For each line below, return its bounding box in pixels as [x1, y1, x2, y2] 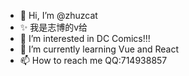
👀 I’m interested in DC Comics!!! [19, 33, 151, 44]
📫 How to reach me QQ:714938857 [19, 55, 168, 66]
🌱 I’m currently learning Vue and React [19, 43, 180, 55]
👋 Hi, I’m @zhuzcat [19, 10, 98, 21]
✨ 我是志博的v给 [19, 21, 88, 33]
